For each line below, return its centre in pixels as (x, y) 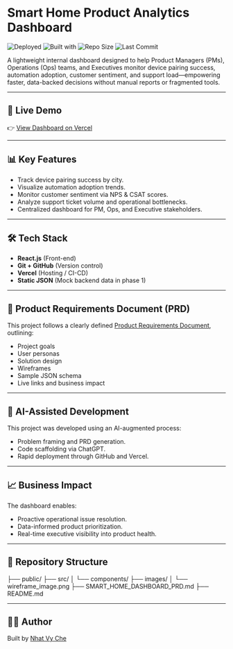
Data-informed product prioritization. (70, 526)
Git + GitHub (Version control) (60, 266)
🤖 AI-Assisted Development (68, 412)
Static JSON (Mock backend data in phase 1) (81, 280)
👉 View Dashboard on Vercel (50, 128)
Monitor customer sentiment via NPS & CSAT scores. (93, 194)
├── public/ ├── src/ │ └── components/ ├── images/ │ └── (98, 579)
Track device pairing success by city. (70, 180)
